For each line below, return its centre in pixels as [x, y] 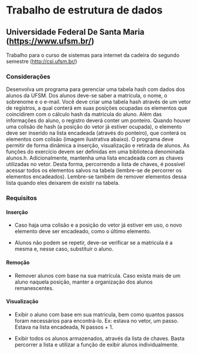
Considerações [28, 76]
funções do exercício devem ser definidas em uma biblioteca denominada [95, 152]
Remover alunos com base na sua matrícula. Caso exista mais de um [97, 275]
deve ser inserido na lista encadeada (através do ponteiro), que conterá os [96, 133]
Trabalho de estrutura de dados [84, 10]
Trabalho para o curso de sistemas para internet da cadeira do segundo [93, 55]
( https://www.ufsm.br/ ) [50, 41]
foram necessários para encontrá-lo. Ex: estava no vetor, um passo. [96, 321]
